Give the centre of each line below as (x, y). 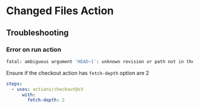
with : (28, 95)
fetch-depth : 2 (46, 100)
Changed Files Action (60, 11)
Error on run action (34, 50)
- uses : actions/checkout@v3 (47, 89)
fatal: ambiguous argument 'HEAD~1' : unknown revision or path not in (95, 61)
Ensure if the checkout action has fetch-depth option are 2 (78, 73)
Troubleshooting (38, 33)
